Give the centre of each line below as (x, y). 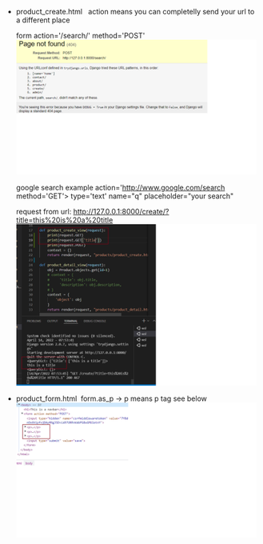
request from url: (44, 212)
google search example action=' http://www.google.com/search (120, 188)
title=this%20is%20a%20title (64, 220)
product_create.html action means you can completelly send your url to (135, 12)
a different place (43, 20)
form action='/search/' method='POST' (80, 36)
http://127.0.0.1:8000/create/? (121, 212)
